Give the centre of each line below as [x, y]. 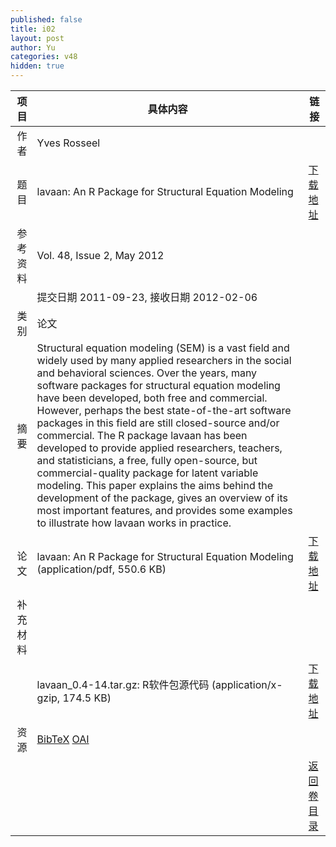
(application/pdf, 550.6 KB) [101, 569]
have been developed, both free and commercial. [152, 398]
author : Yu [33, 47]
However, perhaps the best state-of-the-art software [164, 410]
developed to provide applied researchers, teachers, [159, 448]
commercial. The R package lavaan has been [142, 435]
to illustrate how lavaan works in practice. [134, 523]
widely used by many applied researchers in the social [164, 360]
